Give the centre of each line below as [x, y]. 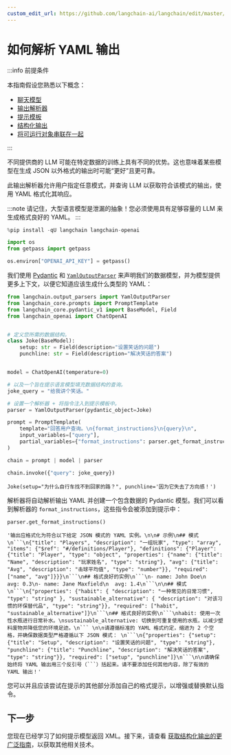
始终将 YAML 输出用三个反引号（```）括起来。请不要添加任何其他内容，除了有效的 [108, 665]
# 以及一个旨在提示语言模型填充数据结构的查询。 [66, 384]
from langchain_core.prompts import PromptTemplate [82, 303]
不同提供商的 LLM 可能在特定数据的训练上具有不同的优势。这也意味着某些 [111, 162]
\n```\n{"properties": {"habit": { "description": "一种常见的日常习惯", [110, 592]
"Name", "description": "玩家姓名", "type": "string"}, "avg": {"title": [113, 562]
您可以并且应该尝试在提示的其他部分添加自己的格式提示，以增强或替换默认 [112, 685]
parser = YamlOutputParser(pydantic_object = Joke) [80, 410]
